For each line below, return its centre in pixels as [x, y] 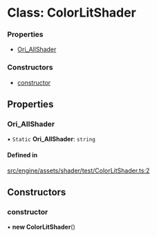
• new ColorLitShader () [41, 227]
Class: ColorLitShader [72, 13]
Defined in [22, 155]
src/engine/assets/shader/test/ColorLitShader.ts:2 [78, 170]
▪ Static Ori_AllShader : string [51, 139]
